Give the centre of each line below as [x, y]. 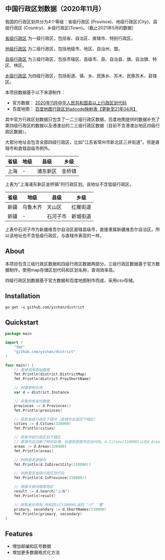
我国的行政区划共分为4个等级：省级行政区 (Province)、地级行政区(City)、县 [81, 22]
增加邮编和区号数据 [32, 546]
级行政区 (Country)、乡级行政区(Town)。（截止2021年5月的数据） [71, 28]
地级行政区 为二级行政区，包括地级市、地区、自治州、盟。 [64, 49]
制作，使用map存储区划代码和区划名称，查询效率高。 [63, 270]
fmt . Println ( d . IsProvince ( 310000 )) [50, 478]
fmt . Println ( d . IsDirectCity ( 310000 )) [53, 464]
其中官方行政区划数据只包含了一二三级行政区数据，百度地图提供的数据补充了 [82, 119]
